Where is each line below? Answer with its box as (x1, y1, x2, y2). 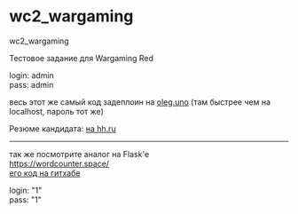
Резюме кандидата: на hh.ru (9, 123, 117, 134)
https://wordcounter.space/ (9, 158, 109, 169)
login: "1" (9, 185, 43, 195)
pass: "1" (9, 194, 43, 205)
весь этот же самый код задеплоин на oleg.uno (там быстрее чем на (9, 96, 271, 107)
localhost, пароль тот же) (9, 106, 105, 116)
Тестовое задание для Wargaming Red (9, 52, 153, 63)
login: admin (9, 69, 55, 81)
